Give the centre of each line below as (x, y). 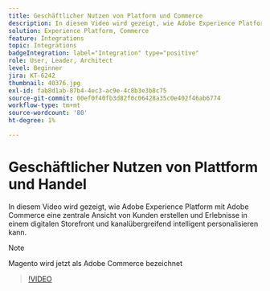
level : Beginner (35, 68)
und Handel (47, 184)
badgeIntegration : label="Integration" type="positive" (104, 53)
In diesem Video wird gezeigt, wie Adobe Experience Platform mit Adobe (129, 207)
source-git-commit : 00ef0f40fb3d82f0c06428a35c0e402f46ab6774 (115, 98)
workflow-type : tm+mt (45, 105)
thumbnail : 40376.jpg (45, 83)
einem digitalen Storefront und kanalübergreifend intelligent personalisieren (133, 223)
